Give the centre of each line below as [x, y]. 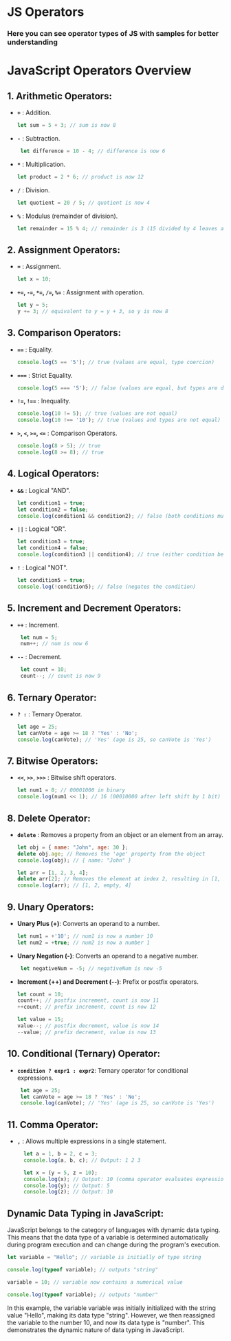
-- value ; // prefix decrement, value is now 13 [86, 1032]
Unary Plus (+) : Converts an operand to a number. [88, 923]
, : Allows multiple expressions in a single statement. [92, 1141]
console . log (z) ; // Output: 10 [68, 1192]
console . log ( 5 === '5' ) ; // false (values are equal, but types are [117, 388]
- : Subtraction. [38, 138]
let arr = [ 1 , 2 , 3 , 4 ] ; [53, 873]
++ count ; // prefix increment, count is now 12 [86, 1007]
